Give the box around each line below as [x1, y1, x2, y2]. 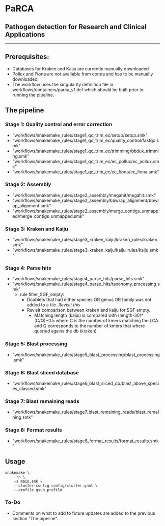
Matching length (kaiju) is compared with [34, 312, 117, 318]
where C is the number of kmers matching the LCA [55, 318, 159, 324]
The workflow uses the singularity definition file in [12, 81, 114, 87]
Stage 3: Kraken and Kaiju [5, 225, 68, 232]
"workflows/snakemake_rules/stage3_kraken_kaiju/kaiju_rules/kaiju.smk [12, 247, 159, 253]
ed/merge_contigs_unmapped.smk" [12, 213, 84, 219]
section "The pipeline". [12, 515, 58, 521]
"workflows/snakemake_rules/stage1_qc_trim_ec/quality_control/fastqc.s [12, 137, 159, 143]
